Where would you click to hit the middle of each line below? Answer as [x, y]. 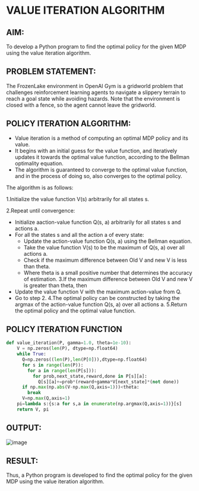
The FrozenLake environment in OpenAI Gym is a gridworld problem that [95, 86]
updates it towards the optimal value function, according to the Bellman [102, 157]
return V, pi [33, 409]
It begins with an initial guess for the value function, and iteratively [96, 151]
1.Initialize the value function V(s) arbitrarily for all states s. [78, 199]
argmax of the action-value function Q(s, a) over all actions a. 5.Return [101, 304]
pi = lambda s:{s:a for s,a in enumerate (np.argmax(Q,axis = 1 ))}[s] [99, 404]
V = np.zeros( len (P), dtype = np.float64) [67, 349]
